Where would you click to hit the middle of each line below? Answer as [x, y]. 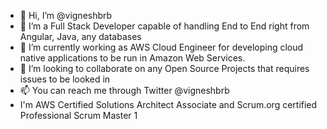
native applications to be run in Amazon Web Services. [132, 58]
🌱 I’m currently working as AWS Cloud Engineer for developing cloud [161, 47]
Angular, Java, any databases [80, 36]
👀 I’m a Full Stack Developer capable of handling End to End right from [164, 26]
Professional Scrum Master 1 [78, 115]
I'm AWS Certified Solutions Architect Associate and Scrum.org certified [168, 104]
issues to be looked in [65, 79]
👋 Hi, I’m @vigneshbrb [66, 15]
